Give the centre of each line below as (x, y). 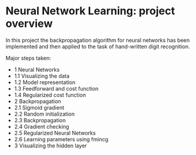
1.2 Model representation (45, 82)
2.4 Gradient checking (42, 126)
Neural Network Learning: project (90, 11)
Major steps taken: (28, 58)
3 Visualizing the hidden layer (50, 145)
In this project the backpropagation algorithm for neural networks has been (98, 40)
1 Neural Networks (37, 69)
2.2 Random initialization (44, 114)
